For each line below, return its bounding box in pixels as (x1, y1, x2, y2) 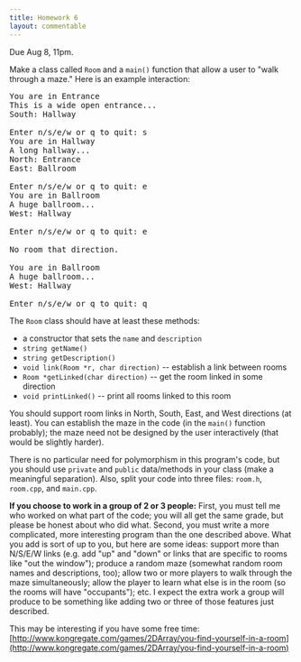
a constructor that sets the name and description (22, 333, 203, 344)
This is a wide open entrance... (9, 100, 158, 110)
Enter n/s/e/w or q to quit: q (9, 299, 148, 308)
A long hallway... (9, 145, 91, 155)
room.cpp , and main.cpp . (9, 483, 97, 493)
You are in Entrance (9, 91, 101, 101)
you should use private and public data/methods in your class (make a (9, 464, 274, 474)
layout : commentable (9, 22, 87, 31)
